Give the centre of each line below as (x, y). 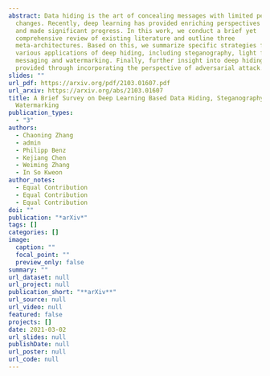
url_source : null (37, 300)
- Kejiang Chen (41, 157)
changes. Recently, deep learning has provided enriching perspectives (138, 23)
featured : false (35, 314)
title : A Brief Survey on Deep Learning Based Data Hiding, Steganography (136, 98)
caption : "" (36, 247)
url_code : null (34, 360)
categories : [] (34, 233)
